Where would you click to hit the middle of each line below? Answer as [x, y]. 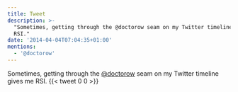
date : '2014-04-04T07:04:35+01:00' [60, 40]
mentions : [22, 47]
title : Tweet [27, 14]
